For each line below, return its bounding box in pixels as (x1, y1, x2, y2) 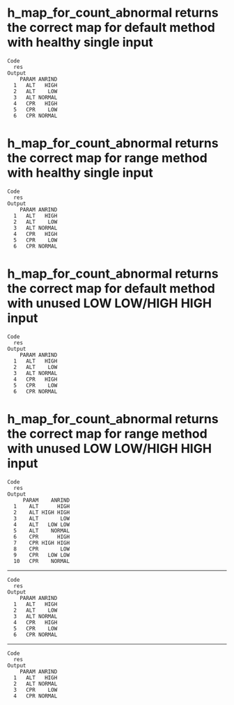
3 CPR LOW (13, 686, 58, 693)
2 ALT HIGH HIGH (13, 509, 70, 516)
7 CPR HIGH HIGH (13, 539, 70, 546)
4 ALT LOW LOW (13, 521, 70, 528)
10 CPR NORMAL (13, 557, 70, 564)
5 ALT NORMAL (13, 527, 70, 534)
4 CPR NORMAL (13, 692, 58, 699)
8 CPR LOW (13, 545, 70, 553)
